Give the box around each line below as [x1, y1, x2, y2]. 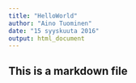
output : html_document [8, 34, 85, 43]
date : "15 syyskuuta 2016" [8, 27, 100, 35]
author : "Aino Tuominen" [8, 19, 92, 27]
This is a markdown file [8, 64, 128, 77]
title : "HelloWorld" [8, 11, 79, 20]
